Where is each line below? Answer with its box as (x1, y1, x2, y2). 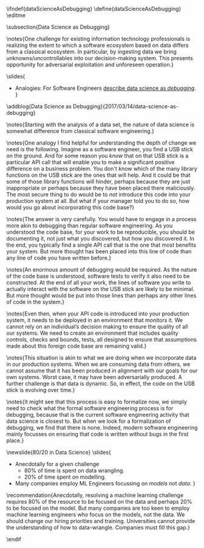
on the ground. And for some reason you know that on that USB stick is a (6, 152, 189, 159)
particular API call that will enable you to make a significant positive (6, 159, 175, 166)
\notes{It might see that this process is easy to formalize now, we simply (6, 398, 187, 405)
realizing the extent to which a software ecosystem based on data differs (6, 42, 189, 49)
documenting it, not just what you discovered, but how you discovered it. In (6, 235, 194, 242)
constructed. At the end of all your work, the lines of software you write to (6, 279, 191, 286)
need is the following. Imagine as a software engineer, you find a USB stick (6, 146, 193, 152)
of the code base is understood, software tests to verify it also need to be (6, 273, 190, 279)
